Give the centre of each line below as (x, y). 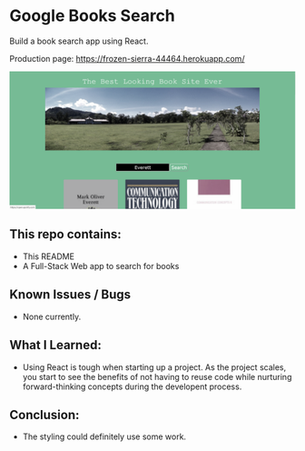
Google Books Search (92, 16)
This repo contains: (65, 234)
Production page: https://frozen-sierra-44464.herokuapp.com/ (127, 58)
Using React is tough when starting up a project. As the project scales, (154, 367)
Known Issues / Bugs (70, 295)
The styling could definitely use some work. (104, 436)
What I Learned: (55, 345)
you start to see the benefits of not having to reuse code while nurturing (157, 376)
